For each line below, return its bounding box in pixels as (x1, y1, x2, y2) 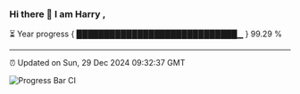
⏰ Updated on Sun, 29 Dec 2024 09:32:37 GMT (9, 58, 186, 68)
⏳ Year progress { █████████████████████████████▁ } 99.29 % (9, 28, 283, 39)
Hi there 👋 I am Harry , (9, 8, 106, 20)
